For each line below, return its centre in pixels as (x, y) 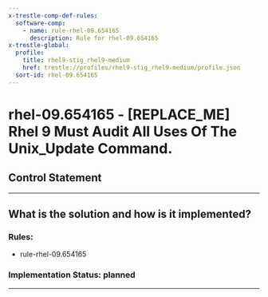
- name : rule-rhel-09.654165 (71, 30)
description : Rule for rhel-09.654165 (94, 38)
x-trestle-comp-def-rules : (53, 16)
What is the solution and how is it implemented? (130, 214)
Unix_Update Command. (91, 148)
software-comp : (41, 23)
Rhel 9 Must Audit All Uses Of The (123, 131)
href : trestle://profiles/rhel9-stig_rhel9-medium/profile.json (132, 68)
